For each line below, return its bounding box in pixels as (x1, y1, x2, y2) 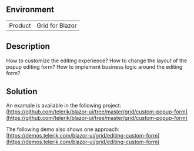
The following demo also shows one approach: (6, 126, 119, 133)
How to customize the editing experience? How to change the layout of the (6, 57, 188, 64)
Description (6, 41, 50, 52)
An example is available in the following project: (6, 102, 122, 109)
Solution (6, 86, 38, 96)
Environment (6, 5, 55, 15)
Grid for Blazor (36, 21, 78, 29)
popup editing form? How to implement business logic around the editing (6, 63, 183, 70)
